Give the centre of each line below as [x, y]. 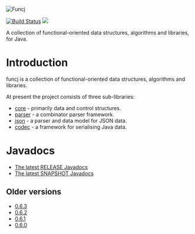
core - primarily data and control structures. [68, 108]
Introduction [37, 63]
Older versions [34, 192]
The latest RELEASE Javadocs [51, 167]
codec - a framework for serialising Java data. [71, 127]
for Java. [17, 39]
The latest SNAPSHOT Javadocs [54, 173]
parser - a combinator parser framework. [65, 114]
